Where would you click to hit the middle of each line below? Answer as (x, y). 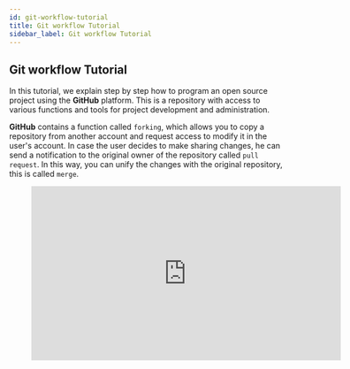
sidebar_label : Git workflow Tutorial (80, 34)
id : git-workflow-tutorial (59, 17)
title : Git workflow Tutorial (65, 26)
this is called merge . (44, 174)
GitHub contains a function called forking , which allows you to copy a (137, 127)
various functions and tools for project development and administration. (140, 110)
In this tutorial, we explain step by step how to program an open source (138, 91)
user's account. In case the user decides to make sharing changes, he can (145, 146)
